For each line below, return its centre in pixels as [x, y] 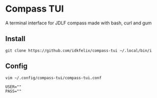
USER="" [14, 87]
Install [15, 39]
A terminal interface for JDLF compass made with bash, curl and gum [78, 23]
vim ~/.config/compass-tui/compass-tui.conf [53, 78]
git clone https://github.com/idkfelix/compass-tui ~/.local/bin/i [79, 51]
